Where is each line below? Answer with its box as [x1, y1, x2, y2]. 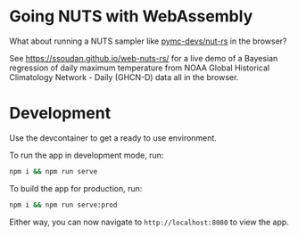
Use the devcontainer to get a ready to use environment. [9, 132, 217, 143]
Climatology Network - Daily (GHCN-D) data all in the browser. [9, 71, 239, 82]
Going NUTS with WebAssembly [9, 6, 253, 27]
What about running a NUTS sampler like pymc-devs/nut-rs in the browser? [9, 36, 287, 46]
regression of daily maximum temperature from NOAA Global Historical [9, 62, 270, 73]
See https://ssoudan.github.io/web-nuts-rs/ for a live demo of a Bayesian [9, 53, 278, 63]
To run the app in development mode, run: [9, 150, 164, 160]
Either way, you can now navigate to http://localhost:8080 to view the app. [9, 216, 290, 227]
